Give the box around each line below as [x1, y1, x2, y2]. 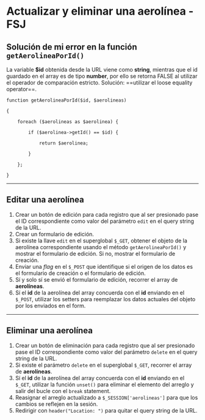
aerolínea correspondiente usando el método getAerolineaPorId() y [15, 243, 187, 250]
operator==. [6, 86, 37, 92]
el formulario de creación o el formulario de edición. [15, 269, 146, 277]
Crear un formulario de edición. [15, 230, 95, 238]
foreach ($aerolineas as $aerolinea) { [17, 119, 119, 125]
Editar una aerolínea [6, 195, 84, 205]
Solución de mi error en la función [6, 42, 137, 52]
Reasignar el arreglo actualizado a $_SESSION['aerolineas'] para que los [15, 394, 198, 401]
